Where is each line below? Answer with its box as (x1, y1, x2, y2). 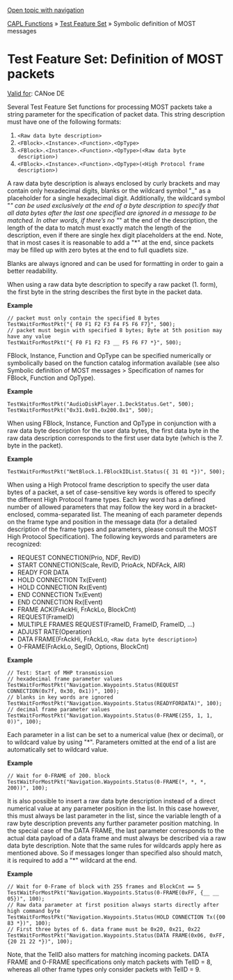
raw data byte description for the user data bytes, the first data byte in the (7, 426, 220, 435)
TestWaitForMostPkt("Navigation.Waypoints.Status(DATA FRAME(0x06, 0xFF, (7, 932, 226, 939)
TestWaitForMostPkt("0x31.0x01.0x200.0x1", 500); (7, 406, 154, 414)
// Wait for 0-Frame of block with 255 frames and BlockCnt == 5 (7, 883, 200, 890)
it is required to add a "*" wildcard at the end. (7, 856, 138, 864)
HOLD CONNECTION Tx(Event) (17, 575, 107, 584)
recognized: (7, 540, 42, 548)
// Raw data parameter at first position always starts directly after (7, 901, 219, 908)
